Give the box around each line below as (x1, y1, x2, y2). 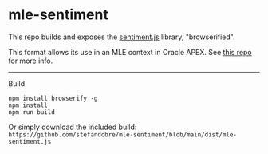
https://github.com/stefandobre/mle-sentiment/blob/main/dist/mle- (8, 130, 238, 139)
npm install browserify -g (8, 94, 98, 102)
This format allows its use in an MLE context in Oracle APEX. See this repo (8, 47, 253, 57)
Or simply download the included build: (8, 122, 137, 132)
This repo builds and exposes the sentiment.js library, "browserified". (8, 32, 235, 41)
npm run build (8, 108, 56, 116)
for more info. (8, 56, 53, 65)
